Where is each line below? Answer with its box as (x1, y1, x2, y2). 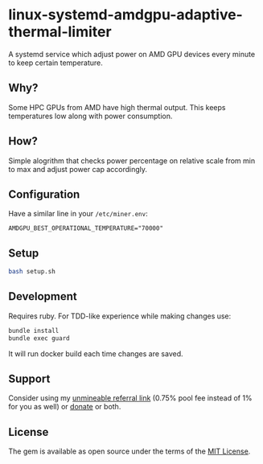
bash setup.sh (8, 268, 56, 276)
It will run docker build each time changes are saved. (8, 348, 183, 359)
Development (8, 289, 78, 303)
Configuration (8, 187, 80, 201)
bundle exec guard (8, 334, 70, 343)
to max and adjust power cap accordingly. (8, 164, 147, 174)
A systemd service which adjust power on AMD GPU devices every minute (8, 49, 256, 59)
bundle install (8, 326, 60, 335)
